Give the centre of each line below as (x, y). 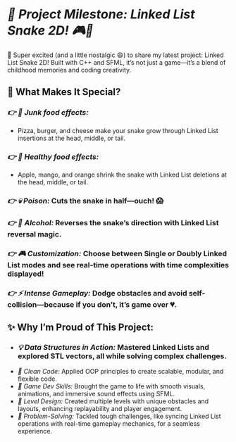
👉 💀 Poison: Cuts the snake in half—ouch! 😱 (86, 201)
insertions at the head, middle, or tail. (72, 138)
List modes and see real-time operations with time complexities (118, 265)
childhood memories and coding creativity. (69, 70)
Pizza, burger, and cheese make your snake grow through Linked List (118, 130)
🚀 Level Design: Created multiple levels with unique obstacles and (113, 401)
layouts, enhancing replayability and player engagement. (99, 409)
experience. (35, 431)
